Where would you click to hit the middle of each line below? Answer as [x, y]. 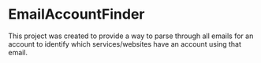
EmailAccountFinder [76, 14]
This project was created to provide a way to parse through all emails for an [131, 36]
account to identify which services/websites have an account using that [125, 44]
